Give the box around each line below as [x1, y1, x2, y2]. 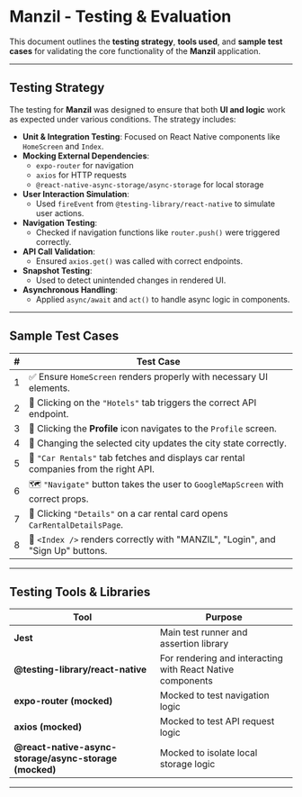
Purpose [205, 611, 243, 623]
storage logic [159, 758, 216, 771]
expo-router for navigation [35, 159, 134, 170]
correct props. [28, 493, 89, 505]
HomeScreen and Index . [22, 140, 104, 151]
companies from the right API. [28, 462, 155, 475]
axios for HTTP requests [35, 169, 128, 180]
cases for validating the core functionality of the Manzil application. [9, 45, 262, 56]
